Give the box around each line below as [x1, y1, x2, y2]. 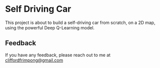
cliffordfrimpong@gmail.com [5, 57, 63, 63]
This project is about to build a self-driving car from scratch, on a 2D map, [5, 20, 156, 25]
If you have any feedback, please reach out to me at [5, 52, 111, 58]
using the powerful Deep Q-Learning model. [5, 24, 95, 30]
